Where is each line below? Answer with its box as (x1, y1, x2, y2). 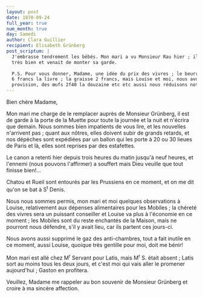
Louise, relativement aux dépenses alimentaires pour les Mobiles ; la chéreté (6, 203, 197, 211)
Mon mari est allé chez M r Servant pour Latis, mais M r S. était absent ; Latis (6, 253, 194, 261)
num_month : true (6, 25, 47, 32)
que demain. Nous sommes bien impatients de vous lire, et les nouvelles (6, 123, 186, 130)
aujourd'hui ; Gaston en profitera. (6, 267, 89, 274)
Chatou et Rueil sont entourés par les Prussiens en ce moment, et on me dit (6, 179, 195, 185)
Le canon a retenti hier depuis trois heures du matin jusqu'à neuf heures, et (6, 154, 193, 161)
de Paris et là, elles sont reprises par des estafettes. (6, 142, 136, 149)
